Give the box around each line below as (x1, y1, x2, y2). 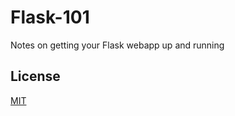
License (10, 68, 61, 85)
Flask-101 (10, 6, 90, 29)
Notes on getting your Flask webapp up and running (10, 39, 225, 51)
